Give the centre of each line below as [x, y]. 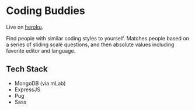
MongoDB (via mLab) [40, 83]
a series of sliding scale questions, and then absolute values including [90, 44]
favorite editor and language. [41, 50]
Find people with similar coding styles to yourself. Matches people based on [98, 38]
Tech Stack [27, 69]
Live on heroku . [25, 27]
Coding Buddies [46, 11]
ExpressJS [27, 90]
